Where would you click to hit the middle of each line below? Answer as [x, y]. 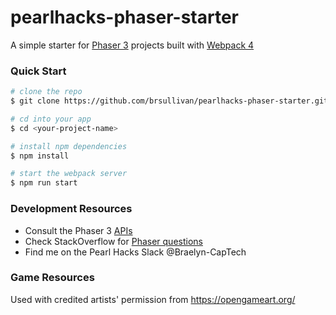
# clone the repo [46, 92]
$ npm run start [44, 183]
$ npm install [40, 156]
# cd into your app [51, 119]
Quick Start [38, 71]
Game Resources [52, 278]
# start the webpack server [69, 174]
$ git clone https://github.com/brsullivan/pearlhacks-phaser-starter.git [169, 101]
